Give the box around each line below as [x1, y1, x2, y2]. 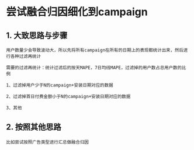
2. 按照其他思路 [6, 122, 61, 132]
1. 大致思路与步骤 [6, 30, 68, 40]
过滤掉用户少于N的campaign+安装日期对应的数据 [13, 82, 113, 88]
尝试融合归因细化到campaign [6, 5, 148, 19]
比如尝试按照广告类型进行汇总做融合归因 [6, 139, 89, 145]
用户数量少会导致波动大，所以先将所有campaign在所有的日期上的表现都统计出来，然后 [6, 47, 184, 53]
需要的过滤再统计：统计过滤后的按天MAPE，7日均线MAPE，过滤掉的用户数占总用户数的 [6, 65, 182, 71]
